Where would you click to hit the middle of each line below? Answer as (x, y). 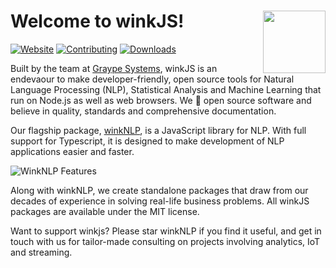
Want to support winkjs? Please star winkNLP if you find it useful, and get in (166, 231)
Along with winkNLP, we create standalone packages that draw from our (159, 190)
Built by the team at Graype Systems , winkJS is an (114, 68)
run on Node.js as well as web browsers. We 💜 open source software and (161, 100)
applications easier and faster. (72, 151)
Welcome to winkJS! (97, 21)
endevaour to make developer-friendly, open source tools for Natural (152, 79)
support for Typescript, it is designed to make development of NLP (147, 141)
